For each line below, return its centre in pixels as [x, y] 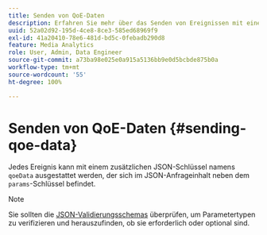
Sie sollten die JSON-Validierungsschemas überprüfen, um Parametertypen [132, 214]
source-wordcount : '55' [48, 75]
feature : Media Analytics [51, 45]
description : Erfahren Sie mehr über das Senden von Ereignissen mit [126, 23]
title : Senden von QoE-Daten [56, 15]
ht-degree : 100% [35, 82]
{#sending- [208, 128]
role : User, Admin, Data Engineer [66, 52]
